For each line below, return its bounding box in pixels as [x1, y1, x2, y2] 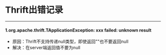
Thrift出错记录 [5, 4, 63, 16]
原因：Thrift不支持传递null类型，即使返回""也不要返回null [12, 38, 128, 44]
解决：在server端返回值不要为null [12, 45, 81, 51]
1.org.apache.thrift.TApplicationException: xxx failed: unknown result [5, 27, 152, 33]
